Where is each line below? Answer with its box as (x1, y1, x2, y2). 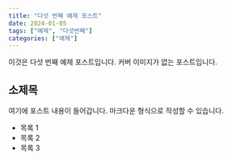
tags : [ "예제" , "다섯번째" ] (8, 27, 93, 35)
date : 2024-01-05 (8, 19, 67, 27)
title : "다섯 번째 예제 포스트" (8, 11, 103, 20)
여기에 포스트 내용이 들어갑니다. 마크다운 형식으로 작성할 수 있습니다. (8, 106, 224, 116)
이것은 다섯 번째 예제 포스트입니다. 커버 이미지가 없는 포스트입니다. (8, 57, 218, 67)
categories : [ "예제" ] (8, 34, 78, 43)
